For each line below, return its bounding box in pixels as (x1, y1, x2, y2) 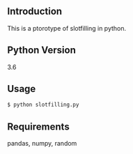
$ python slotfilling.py (7, 101, 79, 109)
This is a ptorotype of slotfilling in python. (7, 24, 127, 32)
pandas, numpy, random (7, 139, 77, 148)
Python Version (7, 45, 77, 56)
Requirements (7, 121, 70, 132)
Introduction (7, 6, 63, 17)
